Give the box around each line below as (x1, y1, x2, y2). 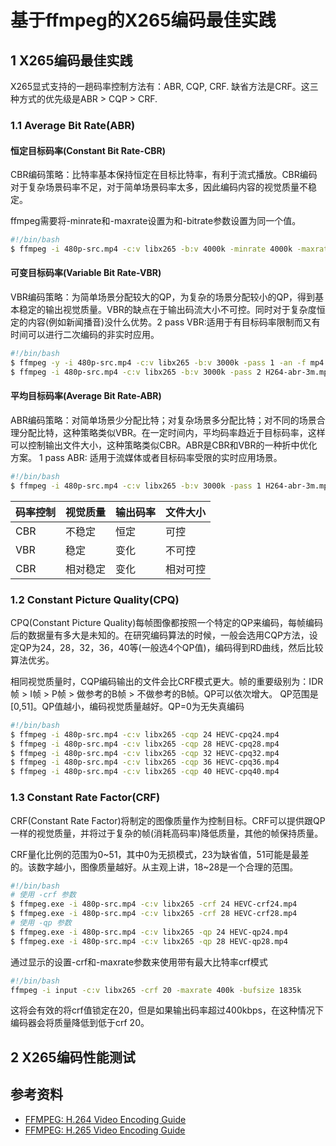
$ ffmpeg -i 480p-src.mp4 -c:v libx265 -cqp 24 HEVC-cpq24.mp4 (10, 729, 280, 740)
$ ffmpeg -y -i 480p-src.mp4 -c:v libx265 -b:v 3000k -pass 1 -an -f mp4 (10, 357, 325, 368)
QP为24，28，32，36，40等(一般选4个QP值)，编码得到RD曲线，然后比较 (18, 641, 324, 653)
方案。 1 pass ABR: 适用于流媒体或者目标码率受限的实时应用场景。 (10, 451, 283, 463)
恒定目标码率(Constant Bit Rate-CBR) (10, 144, 166, 156)
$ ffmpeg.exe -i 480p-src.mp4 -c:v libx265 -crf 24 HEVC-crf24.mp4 (10, 899, 298, 910)
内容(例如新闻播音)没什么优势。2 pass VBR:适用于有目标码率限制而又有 (27, 316, 321, 328)
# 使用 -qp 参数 (10, 918, 72, 928)
